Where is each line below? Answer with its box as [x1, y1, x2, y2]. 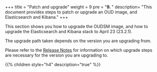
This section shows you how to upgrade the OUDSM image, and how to [5, 24, 148, 29]
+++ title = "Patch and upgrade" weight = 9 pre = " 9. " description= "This [5, 4, 152, 10]
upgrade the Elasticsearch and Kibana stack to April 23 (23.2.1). [5, 29, 133, 34]
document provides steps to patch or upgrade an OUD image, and [5, 9, 138, 15]
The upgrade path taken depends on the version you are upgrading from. [5, 38, 152, 44]
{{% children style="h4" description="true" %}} [5, 62, 101, 67]
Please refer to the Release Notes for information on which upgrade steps [5, 48, 153, 53]
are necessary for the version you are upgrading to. [5, 52, 108, 58]
